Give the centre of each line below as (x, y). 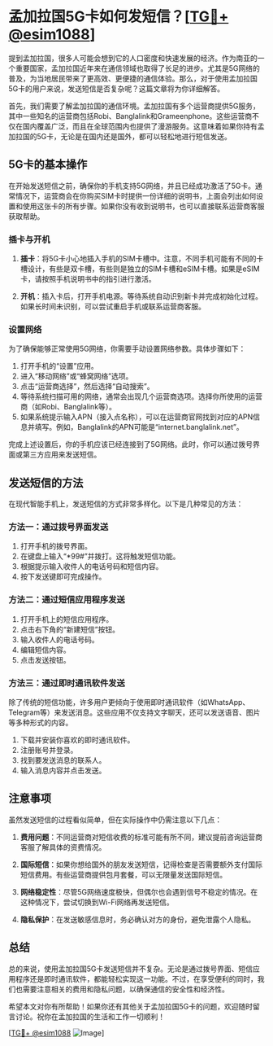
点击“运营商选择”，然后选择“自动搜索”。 (87, 387)
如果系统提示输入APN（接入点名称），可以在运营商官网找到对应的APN (136, 417)
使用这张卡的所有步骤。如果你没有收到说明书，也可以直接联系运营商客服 (143, 206)
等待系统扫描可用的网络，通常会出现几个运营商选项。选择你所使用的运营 (141, 396)
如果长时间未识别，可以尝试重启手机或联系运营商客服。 (113, 307)
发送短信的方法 (46, 482)
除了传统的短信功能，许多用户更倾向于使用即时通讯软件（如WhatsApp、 (129, 702)
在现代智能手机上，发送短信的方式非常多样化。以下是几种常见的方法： (126, 504)
